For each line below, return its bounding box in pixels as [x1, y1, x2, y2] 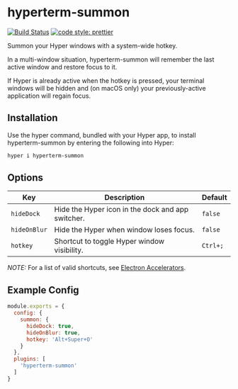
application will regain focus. [7, 91, 91, 100]
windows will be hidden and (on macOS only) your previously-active [7, 84, 207, 92]
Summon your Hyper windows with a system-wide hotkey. [7, 41, 178, 50]
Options [7, 171, 44, 184]
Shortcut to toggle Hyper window [54, 237, 165, 247]
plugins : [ [13, 356, 46, 363]
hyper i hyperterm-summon [7, 152, 84, 159]
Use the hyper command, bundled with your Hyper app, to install [7, 130, 196, 139]
